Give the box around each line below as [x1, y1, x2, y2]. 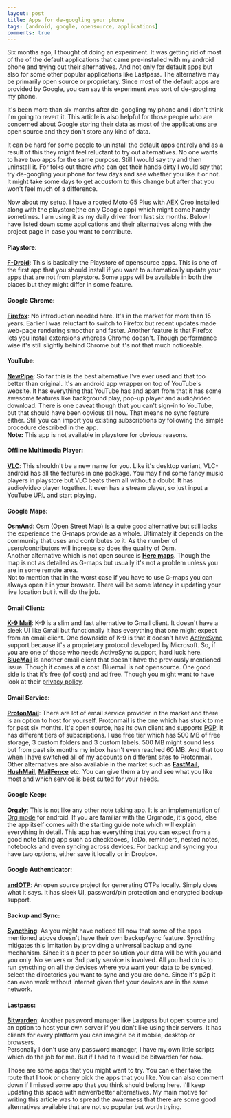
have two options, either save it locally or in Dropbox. [7, 849, 158, 858]
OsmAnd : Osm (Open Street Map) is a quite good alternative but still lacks [7, 522, 218, 531]
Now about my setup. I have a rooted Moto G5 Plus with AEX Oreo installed [7, 198, 220, 207]
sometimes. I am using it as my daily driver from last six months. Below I [7, 213, 211, 221]
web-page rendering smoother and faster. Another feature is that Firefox [7, 326, 212, 334]
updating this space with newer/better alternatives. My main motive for [7, 1088, 208, 1097]
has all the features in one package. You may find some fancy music [30, 469, 223, 478]
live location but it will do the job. [7, 588, 100, 596]
